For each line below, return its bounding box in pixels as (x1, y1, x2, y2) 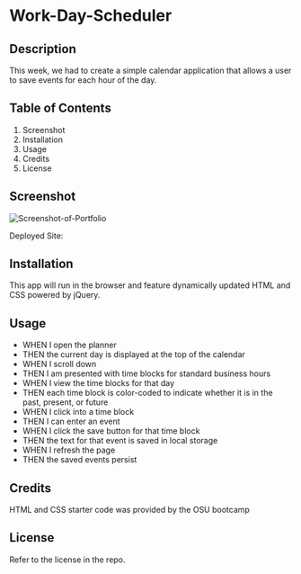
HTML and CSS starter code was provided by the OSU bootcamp (9, 505, 250, 516)
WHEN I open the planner (22, 339, 117, 351)
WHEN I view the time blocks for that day (22, 378, 175, 389)
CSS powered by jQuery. (9, 290, 101, 300)
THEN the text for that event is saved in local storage (22, 435, 218, 446)
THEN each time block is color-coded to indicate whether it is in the (22, 388, 273, 399)
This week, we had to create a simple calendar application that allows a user (9, 65, 292, 76)
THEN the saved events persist (22, 454, 137, 465)
